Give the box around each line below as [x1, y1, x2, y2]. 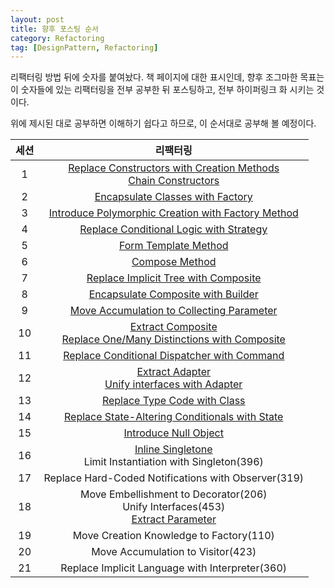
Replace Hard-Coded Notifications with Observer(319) [43, 471, 304, 485]
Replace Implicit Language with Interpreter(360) [60, 561, 288, 575]
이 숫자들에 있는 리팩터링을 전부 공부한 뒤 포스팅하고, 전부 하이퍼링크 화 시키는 [10, 84, 315, 96]
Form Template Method [118, 239, 229, 253]
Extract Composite [129, 320, 218, 334]
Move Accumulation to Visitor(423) [91, 545, 257, 559]
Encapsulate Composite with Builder [88, 287, 259, 301]
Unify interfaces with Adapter [104, 377, 243, 391]
